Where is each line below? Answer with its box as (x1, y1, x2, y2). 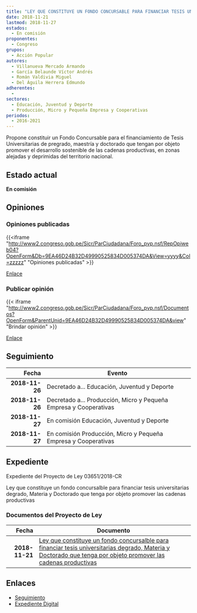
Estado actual (6, 170, 57, 180)
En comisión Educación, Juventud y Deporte (46, 416, 169, 424)
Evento (107, 369, 128, 377)
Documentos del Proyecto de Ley (6, 511, 103, 519)
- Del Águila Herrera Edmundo (11, 80, 85, 86)
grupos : (6, 47, 25, 53)
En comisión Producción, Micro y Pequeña (46, 429, 164, 438)
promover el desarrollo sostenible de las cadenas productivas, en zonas (6, 146, 180, 154)
